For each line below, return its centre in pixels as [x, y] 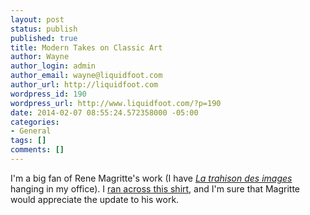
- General [31, 131]
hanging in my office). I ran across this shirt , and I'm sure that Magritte [155, 188]
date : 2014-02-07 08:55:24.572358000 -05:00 [104, 112]
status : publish [44, 29]
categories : [35, 122]
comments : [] [37, 150]
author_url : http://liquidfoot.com [84, 85]
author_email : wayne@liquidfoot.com [86, 76]
